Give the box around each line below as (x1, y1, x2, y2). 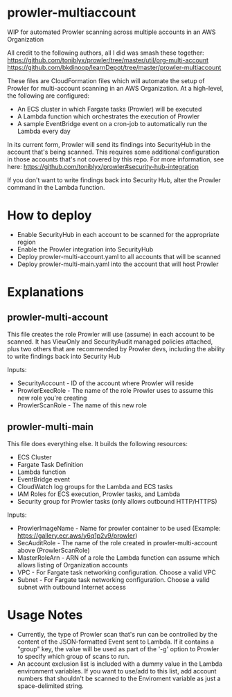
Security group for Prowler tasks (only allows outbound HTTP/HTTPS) (17, 497, 217, 505)
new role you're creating (17, 394, 87, 402)
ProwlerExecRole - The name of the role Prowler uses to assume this (17, 386, 213, 394)
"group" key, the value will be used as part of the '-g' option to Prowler (17, 644, 220, 653)
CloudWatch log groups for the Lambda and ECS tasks (17, 482, 173, 491)
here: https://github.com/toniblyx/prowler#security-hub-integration (7, 162, 199, 170)
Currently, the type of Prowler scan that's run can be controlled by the (17, 630, 218, 638)
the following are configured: (7, 91, 90, 100)
